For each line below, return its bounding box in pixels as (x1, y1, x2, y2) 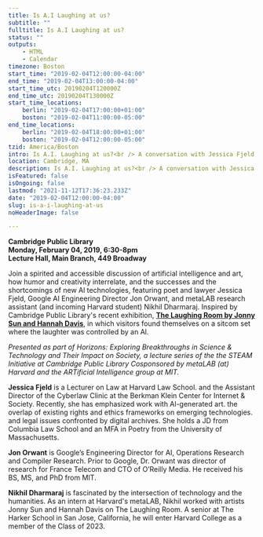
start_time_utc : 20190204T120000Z (8, 84, 122, 93)
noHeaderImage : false (8, 209, 79, 217)
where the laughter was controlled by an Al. (8, 327, 149, 337)
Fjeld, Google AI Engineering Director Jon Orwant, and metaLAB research (8, 294, 246, 303)
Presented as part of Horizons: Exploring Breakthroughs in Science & (8, 342, 233, 352)
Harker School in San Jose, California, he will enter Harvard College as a (8, 513, 242, 523)
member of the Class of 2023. (8, 521, 106, 531)
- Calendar (22, 56, 58, 64)
